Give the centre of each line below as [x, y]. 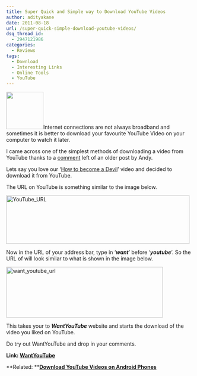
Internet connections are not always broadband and [107, 127]
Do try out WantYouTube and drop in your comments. [71, 344]
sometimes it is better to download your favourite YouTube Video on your [96, 133]
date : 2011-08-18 [28, 23]
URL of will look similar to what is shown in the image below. [80, 259]
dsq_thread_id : [25, 34]
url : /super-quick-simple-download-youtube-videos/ [71, 28]
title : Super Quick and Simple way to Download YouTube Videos [86, 12]
